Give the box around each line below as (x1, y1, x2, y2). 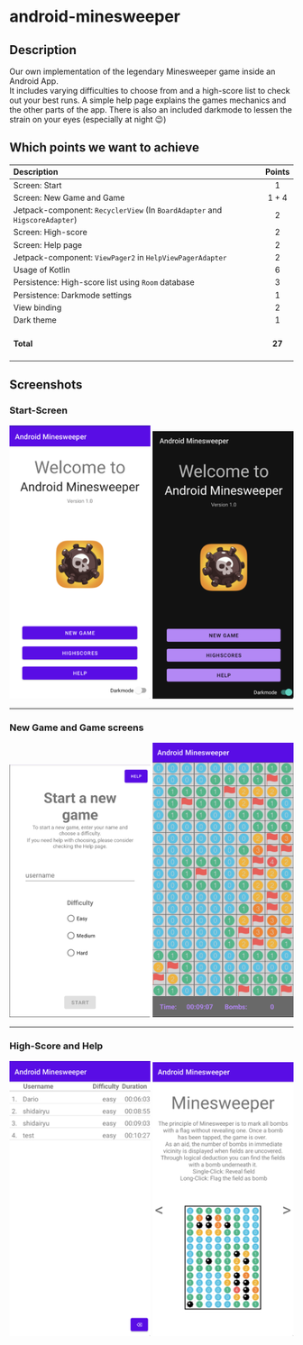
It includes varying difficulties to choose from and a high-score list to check (9, 86, 290, 96)
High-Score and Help (9, 1039, 104, 1052)
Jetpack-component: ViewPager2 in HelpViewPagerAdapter (13, 252, 227, 262)
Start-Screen (9, 404, 68, 416)
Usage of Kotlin (13, 264, 70, 276)
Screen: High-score (13, 227, 87, 238)
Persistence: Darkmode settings (13, 289, 133, 300)
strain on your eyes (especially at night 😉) (9, 114, 167, 124)
